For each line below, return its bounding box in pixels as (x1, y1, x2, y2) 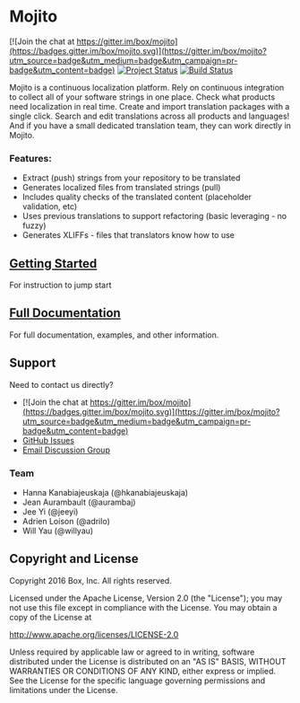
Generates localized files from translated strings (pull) (21, 182, 221, 193)
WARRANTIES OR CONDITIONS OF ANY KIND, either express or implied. (9, 665, 276, 676)
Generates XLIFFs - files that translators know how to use (21, 230, 236, 241)
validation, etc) (21, 201, 78, 212)
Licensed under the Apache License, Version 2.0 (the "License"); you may (9, 593, 283, 603)
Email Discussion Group (21, 444, 110, 455)
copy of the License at (9, 611, 92, 622)
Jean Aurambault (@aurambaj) (21, 496, 136, 507)
